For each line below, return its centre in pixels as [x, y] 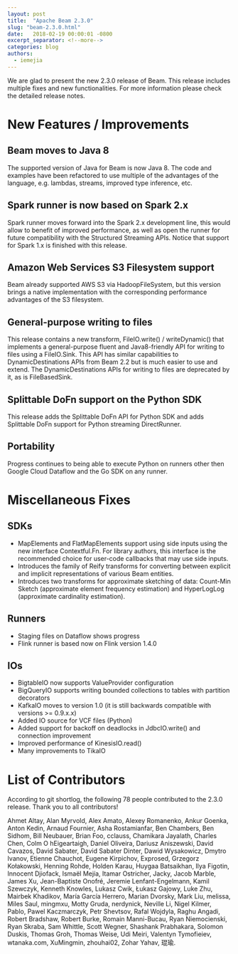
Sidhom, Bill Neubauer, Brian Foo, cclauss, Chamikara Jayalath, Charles [112, 836]
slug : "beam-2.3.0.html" [44, 27]
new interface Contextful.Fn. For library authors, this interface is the [117, 551]
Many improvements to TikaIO [61, 751]
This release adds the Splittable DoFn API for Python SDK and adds [106, 416]
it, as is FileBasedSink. [40, 377]
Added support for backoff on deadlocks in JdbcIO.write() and [109, 728]
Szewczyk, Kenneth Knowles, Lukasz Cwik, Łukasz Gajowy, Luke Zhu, [110, 889]
